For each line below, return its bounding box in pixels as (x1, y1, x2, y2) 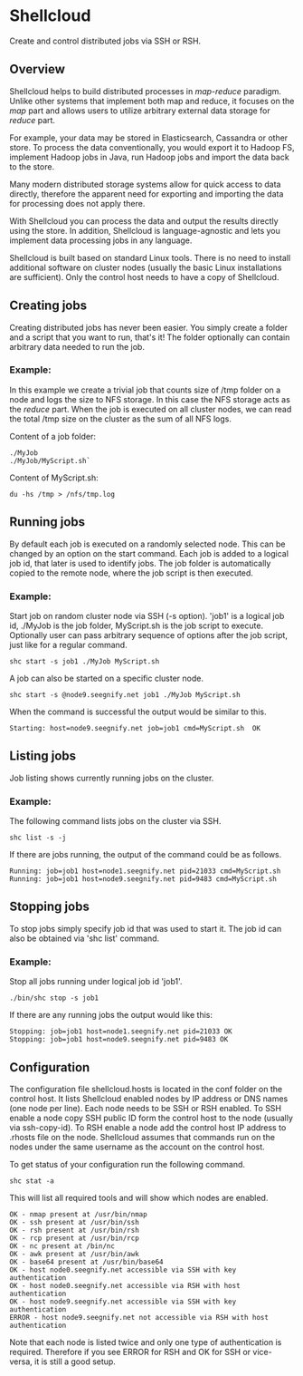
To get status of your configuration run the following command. (9, 1159, 246, 1169)
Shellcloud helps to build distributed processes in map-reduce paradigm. (9, 85, 282, 96)
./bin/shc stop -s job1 (9, 993, 99, 1003)
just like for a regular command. (9, 639, 128, 650)
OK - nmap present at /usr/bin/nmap (9, 1210, 147, 1219)
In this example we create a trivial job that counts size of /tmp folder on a (9, 384, 281, 395)
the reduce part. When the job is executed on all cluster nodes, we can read (9, 403, 292, 414)
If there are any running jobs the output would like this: (9, 1010, 213, 1021)
